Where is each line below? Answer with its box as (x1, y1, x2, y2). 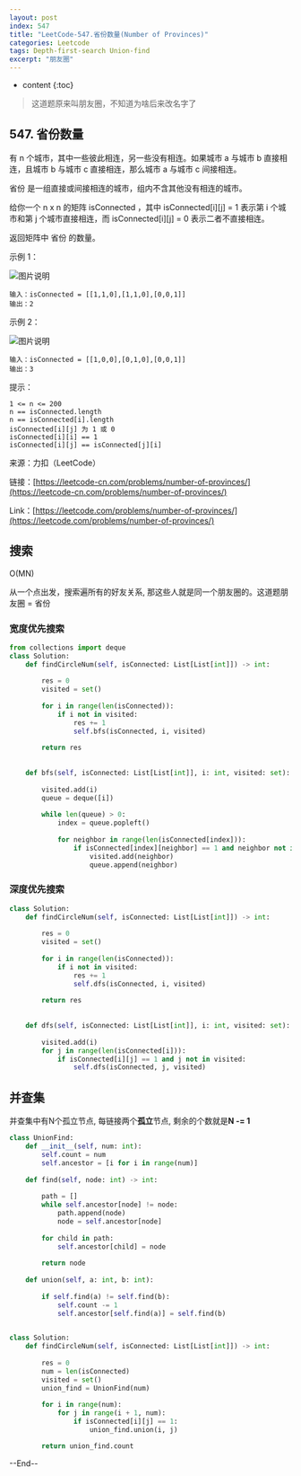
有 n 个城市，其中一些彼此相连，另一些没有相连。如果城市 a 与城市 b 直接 (9, 152, 280, 163)
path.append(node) (56, 1209, 126, 1218)
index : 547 (9, 22, 50, 31)
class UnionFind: (9, 1134, 74, 1143)
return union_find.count (41, 1441, 134, 1451)
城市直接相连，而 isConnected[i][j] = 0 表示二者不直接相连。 (47, 213, 270, 224)
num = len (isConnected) (41, 1366, 130, 1375)
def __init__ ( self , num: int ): (25, 1142, 142, 1151)
